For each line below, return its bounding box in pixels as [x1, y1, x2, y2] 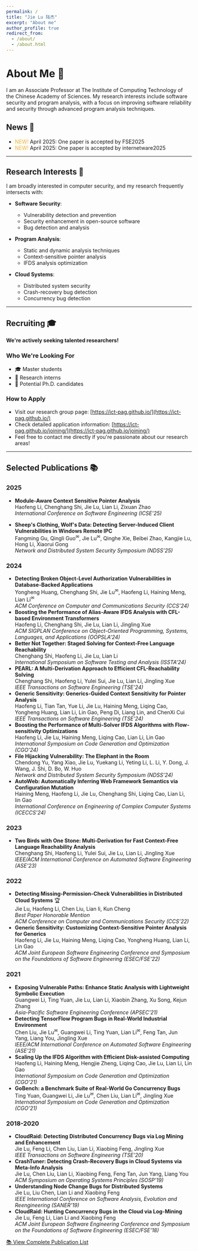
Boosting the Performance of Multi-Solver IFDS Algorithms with [14, 721, 174, 728]
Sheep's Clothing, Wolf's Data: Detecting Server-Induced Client [14, 521, 174, 528]
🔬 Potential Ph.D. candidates [14, 380, 84, 387]
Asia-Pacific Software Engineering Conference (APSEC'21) [14, 1009, 158, 1016]
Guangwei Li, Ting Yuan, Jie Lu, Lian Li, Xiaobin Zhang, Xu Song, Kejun [14, 996, 187, 1003]
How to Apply [6, 395, 46, 403]
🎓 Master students [14, 365, 62, 372]
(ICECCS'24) [14, 809, 46, 816]
